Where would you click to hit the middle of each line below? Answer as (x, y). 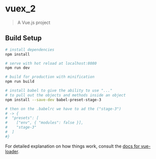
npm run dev (17, 68)
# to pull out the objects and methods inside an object (66, 95)
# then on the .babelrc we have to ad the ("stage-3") (63, 109)
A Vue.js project (34, 22)
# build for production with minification (50, 77)
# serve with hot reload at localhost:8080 (51, 63)
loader (12, 151)
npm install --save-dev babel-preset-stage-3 (53, 100)
